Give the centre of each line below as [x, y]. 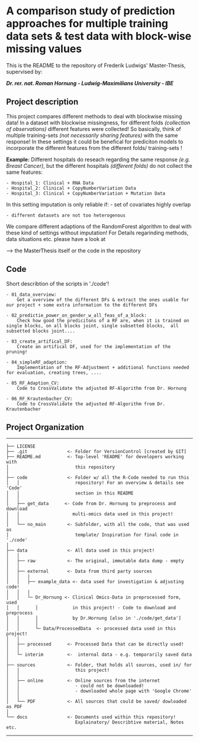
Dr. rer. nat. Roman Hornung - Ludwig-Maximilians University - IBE [90, 83]
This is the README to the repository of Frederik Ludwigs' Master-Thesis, [96, 65]
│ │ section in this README [70, 493]
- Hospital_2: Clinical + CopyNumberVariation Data [71, 188]
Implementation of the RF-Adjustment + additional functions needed [103, 367]
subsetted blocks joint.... [41, 331]
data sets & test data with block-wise [99, 36]
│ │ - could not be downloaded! [75, 686]
